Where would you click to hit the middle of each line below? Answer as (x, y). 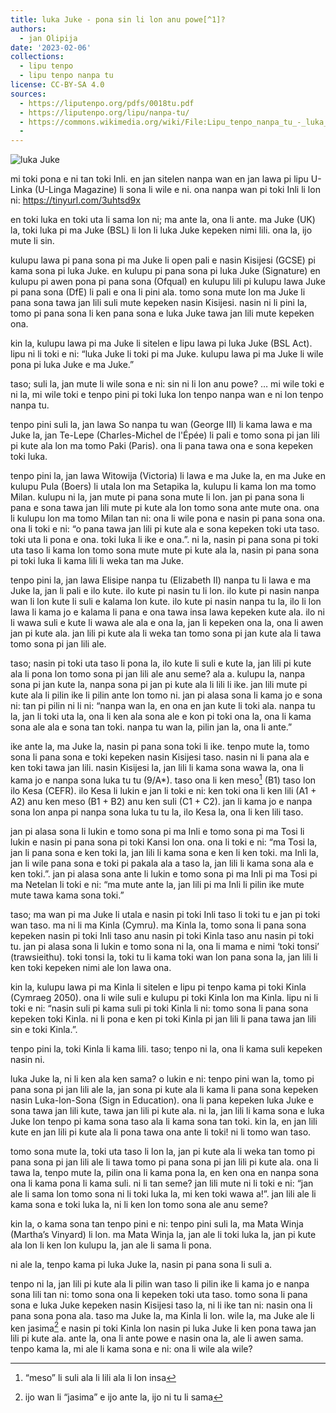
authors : (28, 29)
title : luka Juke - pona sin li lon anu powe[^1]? (118, 19)
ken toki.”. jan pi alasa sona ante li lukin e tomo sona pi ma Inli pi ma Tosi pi (164, 873)
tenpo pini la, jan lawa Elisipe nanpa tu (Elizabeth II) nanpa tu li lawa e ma (161, 580)
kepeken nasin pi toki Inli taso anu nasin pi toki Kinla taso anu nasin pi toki (162, 935)
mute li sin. (32, 241)
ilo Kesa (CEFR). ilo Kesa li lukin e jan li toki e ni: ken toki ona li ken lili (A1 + (163, 790)
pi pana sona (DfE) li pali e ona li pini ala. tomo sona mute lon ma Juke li (158, 292)
